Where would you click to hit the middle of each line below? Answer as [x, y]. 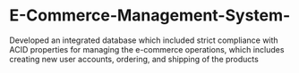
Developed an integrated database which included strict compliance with [144, 40]
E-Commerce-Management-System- [150, 16]
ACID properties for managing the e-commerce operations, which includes [147, 49]
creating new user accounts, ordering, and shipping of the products [134, 59]
